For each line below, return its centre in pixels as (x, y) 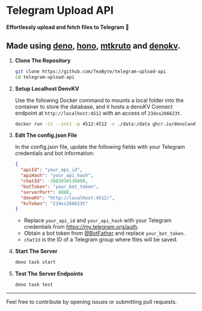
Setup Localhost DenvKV (47, 88)
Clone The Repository (43, 60)
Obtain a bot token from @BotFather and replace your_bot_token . (104, 233)
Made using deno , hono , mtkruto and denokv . (93, 46)
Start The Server (36, 251)
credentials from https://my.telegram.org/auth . (81, 227)
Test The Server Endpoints (49, 274)
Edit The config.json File (46, 135)
